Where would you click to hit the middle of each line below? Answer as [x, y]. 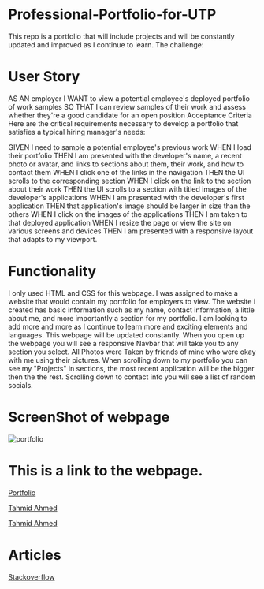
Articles [35, 555]
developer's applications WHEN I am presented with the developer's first [126, 197]
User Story [44, 77]
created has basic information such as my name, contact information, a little [131, 310]
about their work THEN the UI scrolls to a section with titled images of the [127, 189]
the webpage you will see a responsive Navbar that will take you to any [123, 343]
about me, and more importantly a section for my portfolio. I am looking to [128, 318]
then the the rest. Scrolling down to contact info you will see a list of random [132, 377]
